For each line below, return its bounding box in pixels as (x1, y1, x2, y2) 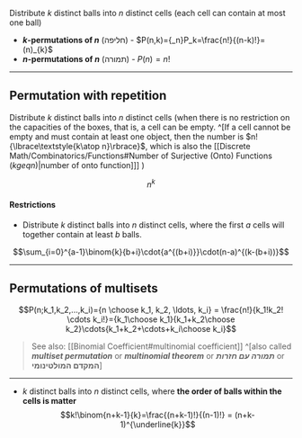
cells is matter (22, 396, 76, 407)
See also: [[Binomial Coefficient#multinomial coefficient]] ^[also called (31, 341, 292, 352)
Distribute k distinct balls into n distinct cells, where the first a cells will (22, 219, 285, 230)
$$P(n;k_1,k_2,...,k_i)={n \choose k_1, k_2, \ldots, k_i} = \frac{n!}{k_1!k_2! (18, 305, 284, 316)
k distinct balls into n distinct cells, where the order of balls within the (22, 386, 282, 397)
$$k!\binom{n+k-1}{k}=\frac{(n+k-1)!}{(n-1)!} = (59, 409, 233, 421)
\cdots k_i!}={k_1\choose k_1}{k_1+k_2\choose (67, 314, 235, 325)
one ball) (9, 17, 42, 28)
